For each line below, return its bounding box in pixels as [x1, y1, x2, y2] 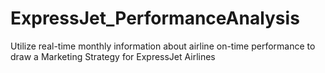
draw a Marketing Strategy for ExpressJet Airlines [10, 50, 216, 62]
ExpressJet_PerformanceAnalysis [10, 7, 300, 30]
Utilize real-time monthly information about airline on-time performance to [10, 40, 316, 52]
